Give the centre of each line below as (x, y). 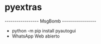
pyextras (23, 7)
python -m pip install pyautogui (44, 30)
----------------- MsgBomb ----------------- (50, 21)
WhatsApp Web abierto (36, 36)
